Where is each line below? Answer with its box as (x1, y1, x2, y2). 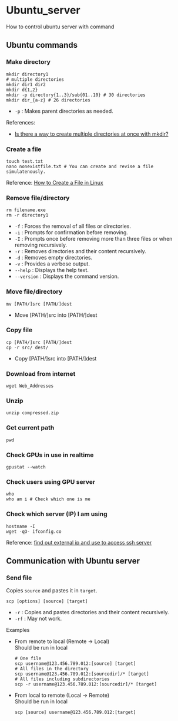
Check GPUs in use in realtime (6, 451, 94, 459)
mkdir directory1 (6, 71, 49, 77)
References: (6, 119, 35, 126)
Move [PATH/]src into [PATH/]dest (14, 311, 98, 319)
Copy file (6, 326, 33, 334)
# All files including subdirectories (14, 676, 110, 682)
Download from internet (6, 369, 76, 378)
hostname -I (6, 523, 35, 529)
